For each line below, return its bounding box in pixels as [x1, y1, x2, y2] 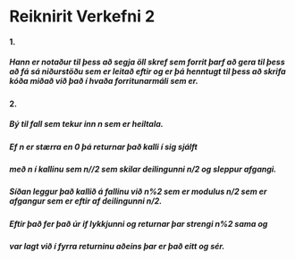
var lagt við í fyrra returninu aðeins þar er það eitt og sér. [9, 241, 225, 252]
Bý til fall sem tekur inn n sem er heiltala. [9, 119, 164, 130]
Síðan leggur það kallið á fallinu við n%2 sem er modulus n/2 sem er [9, 186, 267, 197]
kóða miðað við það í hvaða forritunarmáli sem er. [9, 76, 198, 87]
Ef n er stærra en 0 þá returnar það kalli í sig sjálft [9, 141, 198, 152]
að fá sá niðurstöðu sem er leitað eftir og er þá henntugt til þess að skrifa [9, 66, 286, 77]
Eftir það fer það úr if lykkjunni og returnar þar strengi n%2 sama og [9, 218, 268, 229]
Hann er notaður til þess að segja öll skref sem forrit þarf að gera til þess [9, 56, 286, 68]
